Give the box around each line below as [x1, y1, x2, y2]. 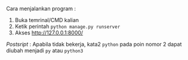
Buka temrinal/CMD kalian [14, 17, 79, 23]
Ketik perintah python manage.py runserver [14, 23, 121, 30]
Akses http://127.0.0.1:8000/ [14, 29, 84, 36]
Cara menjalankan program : [6, 5, 76, 12]
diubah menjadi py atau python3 [6, 47, 84, 54]
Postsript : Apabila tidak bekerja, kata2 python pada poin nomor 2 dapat [6, 41, 182, 48]
